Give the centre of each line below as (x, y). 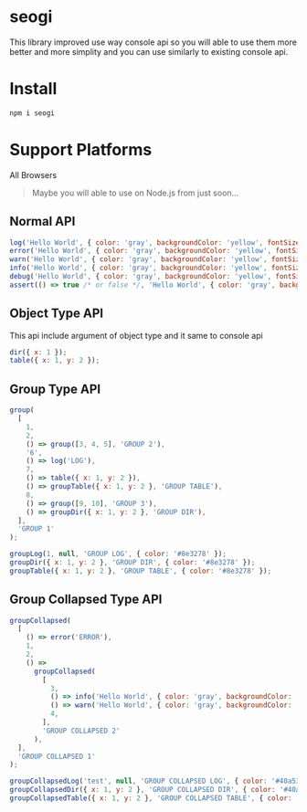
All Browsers (33, 174)
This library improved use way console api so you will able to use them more (153, 42)
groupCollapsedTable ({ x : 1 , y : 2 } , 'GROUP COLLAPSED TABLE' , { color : (151, 798)
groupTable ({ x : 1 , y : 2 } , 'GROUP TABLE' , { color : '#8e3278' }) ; (141, 571)
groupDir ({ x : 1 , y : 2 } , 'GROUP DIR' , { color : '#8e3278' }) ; (132, 563)
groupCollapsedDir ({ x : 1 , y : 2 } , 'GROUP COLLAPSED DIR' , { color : (143, 790)
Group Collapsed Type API (86, 600)
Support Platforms (81, 149)
